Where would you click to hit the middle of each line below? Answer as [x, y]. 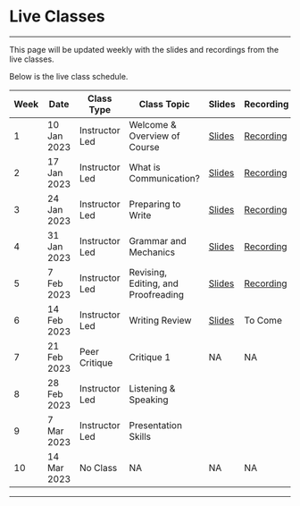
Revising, [148, 272]
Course [144, 147]
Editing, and [154, 283]
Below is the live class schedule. [69, 76]
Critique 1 [150, 357]
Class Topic [164, 104]
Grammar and [158, 240]
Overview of [154, 136]
